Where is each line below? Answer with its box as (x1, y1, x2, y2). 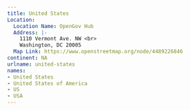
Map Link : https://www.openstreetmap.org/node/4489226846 (13, 49, 184, 55)
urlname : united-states (7, 61, 76, 68)
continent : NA (7, 55, 48, 61)
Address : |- (13, 29, 48, 36)
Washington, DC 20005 (19, 42, 81, 49)
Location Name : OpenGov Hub (13, 23, 94, 29)
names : (7, 67, 26, 74)
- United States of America (7, 80, 88, 87)
